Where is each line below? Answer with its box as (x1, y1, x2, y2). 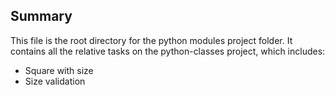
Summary (10, 8, 73, 25)
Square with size (24, 64, 94, 76)
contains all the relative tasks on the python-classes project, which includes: (10, 45, 326, 57)
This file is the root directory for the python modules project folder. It (10, 34, 293, 46)
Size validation (24, 75, 86, 87)
